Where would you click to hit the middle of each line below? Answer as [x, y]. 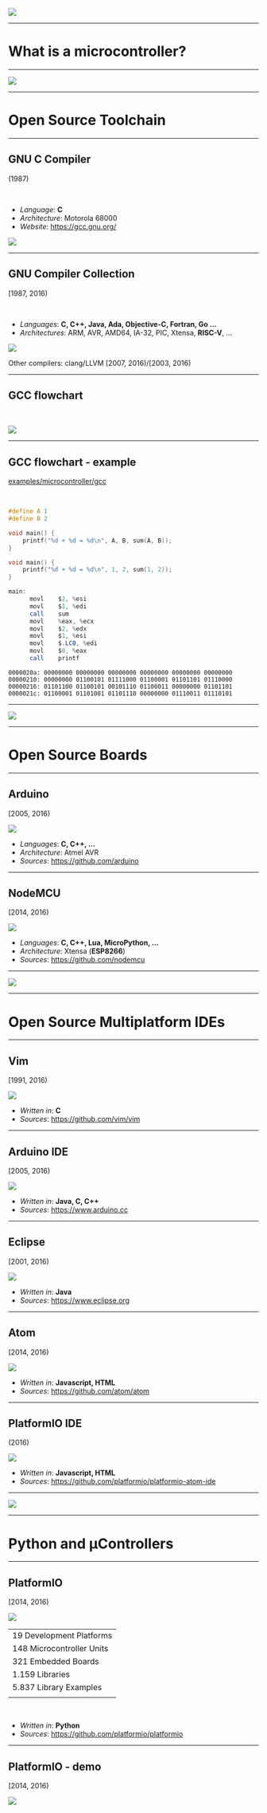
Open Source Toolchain [87, 120]
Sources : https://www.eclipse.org [74, 1300]
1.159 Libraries [41, 1674]
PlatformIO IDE [45, 1424]
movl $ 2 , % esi [58, 599]
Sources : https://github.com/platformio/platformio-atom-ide [118, 1481]
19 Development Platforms [62, 1636]
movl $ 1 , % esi [58, 636]
